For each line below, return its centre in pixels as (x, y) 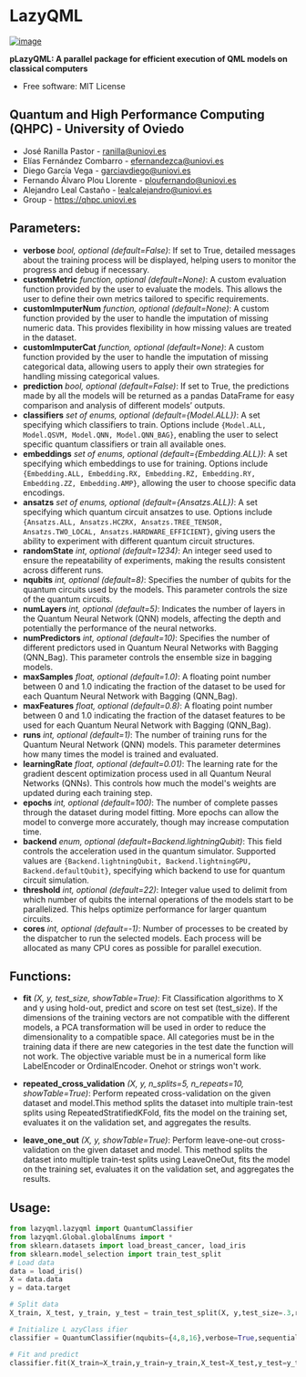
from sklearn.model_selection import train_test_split (116, 1254)
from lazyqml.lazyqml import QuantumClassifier (102, 1229)
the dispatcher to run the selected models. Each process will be (142, 938)
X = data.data (36, 1279)
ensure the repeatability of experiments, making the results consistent (154, 560)
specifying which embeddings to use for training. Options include (145, 463)
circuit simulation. (56, 880)
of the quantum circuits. (67, 599)
